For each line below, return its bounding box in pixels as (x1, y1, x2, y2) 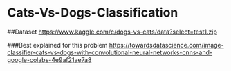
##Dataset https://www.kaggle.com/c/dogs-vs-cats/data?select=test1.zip (7, 28, 218, 36)
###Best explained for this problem (7, 41, 108, 49)
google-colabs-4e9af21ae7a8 (7, 55, 92, 63)
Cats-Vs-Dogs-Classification (7, 5, 178, 21)
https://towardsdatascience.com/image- (109, 41, 224, 49)
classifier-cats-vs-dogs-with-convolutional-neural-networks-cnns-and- (7, 48, 213, 57)
